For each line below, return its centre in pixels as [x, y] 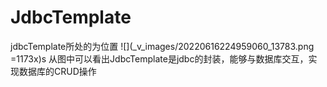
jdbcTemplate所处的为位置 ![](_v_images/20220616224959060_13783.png [162, 46]
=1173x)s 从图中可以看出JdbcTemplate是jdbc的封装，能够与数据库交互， [159, 58]
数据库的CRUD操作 [57, 71]
